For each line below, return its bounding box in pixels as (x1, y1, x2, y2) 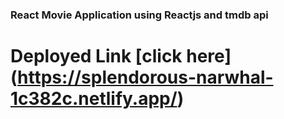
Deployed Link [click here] (10, 45, 232, 68)
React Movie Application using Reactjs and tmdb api (10, 8, 269, 22)
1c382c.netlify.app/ (10, 88, 178, 110)
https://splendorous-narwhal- (17, 66, 274, 89)
